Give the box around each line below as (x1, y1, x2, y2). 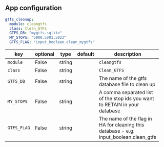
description (114, 51, 142, 58)
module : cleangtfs (9, 22, 47, 26)
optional (35, 51, 55, 58)
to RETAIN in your (99, 101, 139, 108)
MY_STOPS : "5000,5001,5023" (9, 35, 67, 40)
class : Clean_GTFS (9, 26, 47, 31)
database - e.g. (99, 127, 135, 134)
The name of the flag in (99, 115, 152, 122)
